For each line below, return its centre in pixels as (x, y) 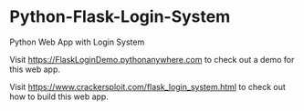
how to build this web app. (59, 96)
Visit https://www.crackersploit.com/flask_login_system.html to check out (147, 86)
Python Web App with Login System (77, 42)
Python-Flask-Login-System (120, 17)
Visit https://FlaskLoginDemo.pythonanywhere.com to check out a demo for (152, 59)
